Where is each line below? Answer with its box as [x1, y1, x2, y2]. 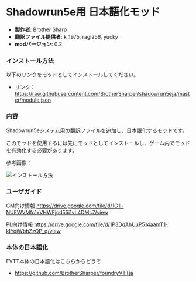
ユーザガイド [6, 187, 42, 196]
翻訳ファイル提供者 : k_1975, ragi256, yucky [14, 33, 118, 40]
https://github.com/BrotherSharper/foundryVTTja [14, 270, 133, 277]
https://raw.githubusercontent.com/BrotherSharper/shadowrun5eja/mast [14, 90, 190, 98]
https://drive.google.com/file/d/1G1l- [36, 202, 124, 209]
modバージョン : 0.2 [14, 41, 63, 48]
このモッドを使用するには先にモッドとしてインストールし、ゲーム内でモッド [6, 139, 190, 146]
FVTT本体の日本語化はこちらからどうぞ [6, 258, 101, 265]
